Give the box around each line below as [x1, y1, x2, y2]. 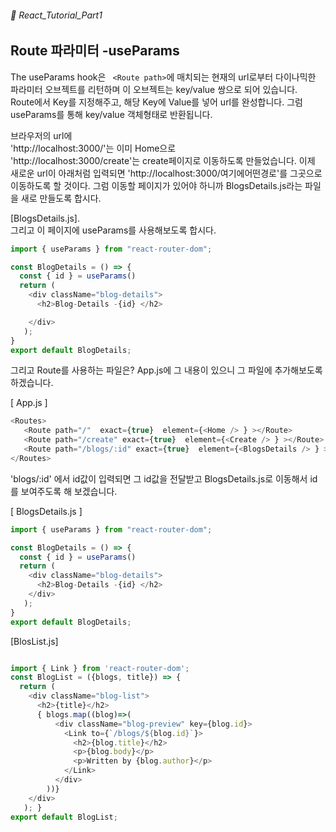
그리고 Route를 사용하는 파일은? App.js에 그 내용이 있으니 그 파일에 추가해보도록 [10, 364, 323, 376]
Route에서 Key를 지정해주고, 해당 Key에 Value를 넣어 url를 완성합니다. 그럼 [10, 96, 303, 108]
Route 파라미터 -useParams [10, 42, 180, 60]
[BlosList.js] [10, 635, 59, 647]
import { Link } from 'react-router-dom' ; [10, 663, 190, 673]
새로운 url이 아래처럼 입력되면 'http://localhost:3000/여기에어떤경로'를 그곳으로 [10, 167, 323, 179]
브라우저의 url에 [10, 129, 73, 141]
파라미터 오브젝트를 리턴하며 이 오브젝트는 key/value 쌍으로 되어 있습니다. [10, 83, 298, 95]
